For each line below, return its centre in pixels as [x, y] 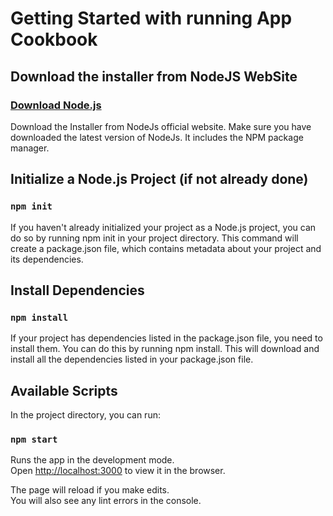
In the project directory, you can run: [85, 415]
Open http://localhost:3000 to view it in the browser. [118, 471]
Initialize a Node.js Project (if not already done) [159, 179]
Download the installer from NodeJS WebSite [154, 76]
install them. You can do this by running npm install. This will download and [165, 349]
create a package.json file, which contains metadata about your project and [166, 248]
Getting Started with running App [151, 18]
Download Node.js [56, 105]
